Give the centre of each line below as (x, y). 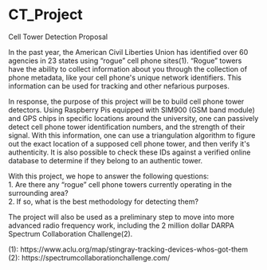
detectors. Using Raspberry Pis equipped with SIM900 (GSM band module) (132, 110)
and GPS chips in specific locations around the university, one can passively (133, 118)
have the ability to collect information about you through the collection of (128, 68)
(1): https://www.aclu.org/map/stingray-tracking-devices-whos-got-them (128, 249)
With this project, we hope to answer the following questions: (109, 176)
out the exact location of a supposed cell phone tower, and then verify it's (129, 143)
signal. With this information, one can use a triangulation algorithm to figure (132, 135)
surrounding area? (39, 193)
